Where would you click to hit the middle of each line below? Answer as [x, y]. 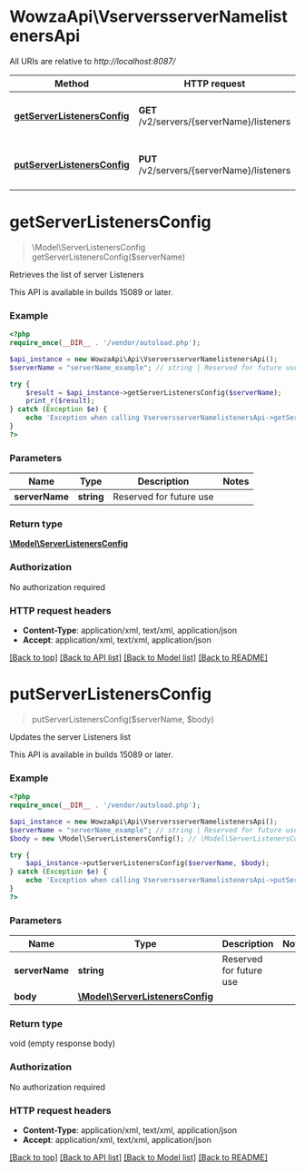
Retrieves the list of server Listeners [77, 274]
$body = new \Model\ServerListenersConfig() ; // [103, 838]
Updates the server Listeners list [70, 736]
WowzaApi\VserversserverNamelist [149, 17]
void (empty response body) [63, 1044]
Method [71, 84]
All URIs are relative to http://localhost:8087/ [93, 61]
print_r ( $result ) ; [60, 401]
